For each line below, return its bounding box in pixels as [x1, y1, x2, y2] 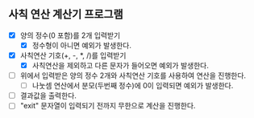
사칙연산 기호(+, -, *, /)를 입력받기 [19, 51, 127, 60]
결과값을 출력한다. [19, 91, 77, 100]
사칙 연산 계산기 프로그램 [8, 7, 123, 22]
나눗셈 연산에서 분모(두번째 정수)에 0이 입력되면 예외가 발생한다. [31, 81, 234, 91]
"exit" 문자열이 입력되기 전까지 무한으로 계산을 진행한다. [19, 101, 196, 111]
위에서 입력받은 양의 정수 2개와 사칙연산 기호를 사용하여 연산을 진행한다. [19, 71, 247, 80]
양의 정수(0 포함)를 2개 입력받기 [19, 31, 121, 40]
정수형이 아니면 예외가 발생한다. [31, 40, 131, 50]
